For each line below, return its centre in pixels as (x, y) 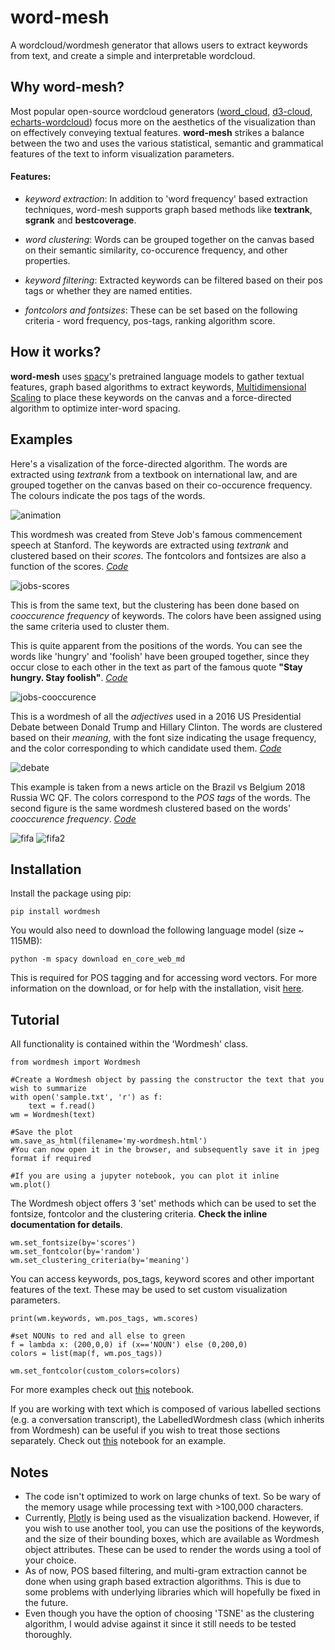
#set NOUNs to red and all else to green (98, 1336)
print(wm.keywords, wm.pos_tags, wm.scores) (104, 1319)
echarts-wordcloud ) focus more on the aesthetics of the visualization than (163, 122)
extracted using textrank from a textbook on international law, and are (154, 474)
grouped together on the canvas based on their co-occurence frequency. (161, 485)
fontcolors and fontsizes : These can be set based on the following (161, 310)
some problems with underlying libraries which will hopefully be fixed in (172, 1592)
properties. (47, 260)
